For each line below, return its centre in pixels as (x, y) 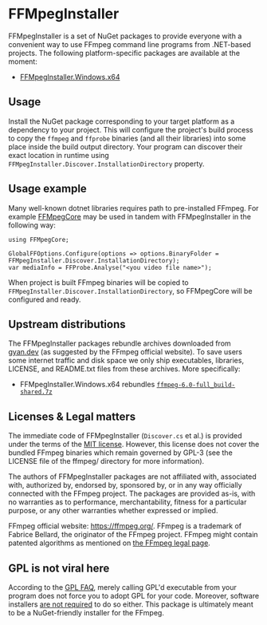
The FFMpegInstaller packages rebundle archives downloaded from (120, 343)
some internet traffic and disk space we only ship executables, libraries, (126, 361)
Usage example (48, 189)
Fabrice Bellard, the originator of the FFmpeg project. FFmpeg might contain (133, 535)
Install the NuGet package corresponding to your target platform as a (122, 121)
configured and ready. (45, 299)
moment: (23, 61)
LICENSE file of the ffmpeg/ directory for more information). (106, 461)
